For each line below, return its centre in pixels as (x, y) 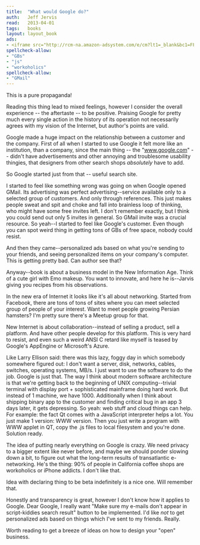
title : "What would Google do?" (48, 12)
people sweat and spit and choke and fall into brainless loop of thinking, (94, 205)
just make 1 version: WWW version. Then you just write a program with (93, 421)
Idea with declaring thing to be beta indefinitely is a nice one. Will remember (99, 482)
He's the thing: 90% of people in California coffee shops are (110, 464)
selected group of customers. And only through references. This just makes (99, 199)
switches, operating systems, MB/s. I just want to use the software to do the (99, 370)
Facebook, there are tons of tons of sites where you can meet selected (93, 303)
